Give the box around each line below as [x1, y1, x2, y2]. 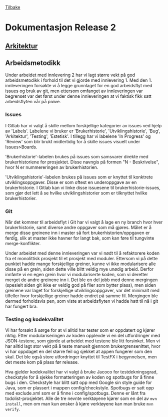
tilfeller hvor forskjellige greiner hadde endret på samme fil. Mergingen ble [5, 293, 158, 299]
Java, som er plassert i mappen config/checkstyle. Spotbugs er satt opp [5, 385, 154, 391]
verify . [5, 406, 20, 412]
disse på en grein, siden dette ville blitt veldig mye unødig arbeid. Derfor [5, 266, 154, 272]
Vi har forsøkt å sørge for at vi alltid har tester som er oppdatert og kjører [5, 327, 155, 333]
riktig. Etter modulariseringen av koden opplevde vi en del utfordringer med [5, 333, 160, 339]
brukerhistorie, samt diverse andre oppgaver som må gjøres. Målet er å [5, 224, 151, 230]
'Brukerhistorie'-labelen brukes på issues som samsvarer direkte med [5, 153, 148, 159]
